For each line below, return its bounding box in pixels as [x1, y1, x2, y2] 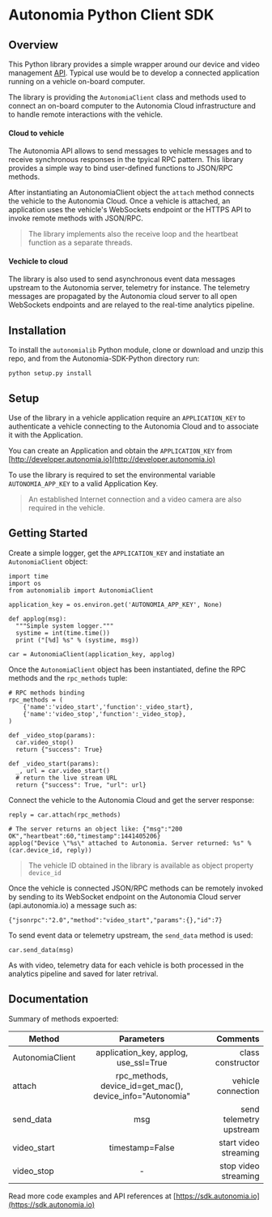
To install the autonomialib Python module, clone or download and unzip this [8, 345, 264, 355]
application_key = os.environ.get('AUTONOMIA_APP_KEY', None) [8, 600, 223, 608]
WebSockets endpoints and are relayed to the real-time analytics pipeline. [8, 300, 255, 310]
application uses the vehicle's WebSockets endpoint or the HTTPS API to [8, 205, 252, 215]
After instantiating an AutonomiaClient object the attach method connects [8, 188, 255, 198]
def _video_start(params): [8, 759, 100, 767]
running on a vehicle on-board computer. [8, 77, 146, 86]
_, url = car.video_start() [15, 766, 111, 775]
